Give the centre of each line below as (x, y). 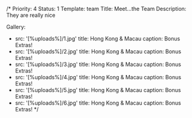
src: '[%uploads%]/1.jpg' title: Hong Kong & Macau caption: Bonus (98, 38)
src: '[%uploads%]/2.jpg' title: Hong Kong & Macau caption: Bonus (98, 51)
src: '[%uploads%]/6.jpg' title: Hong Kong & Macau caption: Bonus (98, 103)
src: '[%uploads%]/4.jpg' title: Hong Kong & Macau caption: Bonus (98, 77)
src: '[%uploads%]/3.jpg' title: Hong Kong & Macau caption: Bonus (98, 64)
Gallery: (16, 27)
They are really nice (31, 15)
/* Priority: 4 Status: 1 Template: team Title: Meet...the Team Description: (96, 9)
